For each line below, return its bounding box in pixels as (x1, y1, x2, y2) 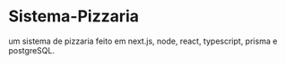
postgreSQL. (8, 45, 56, 55)
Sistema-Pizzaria (8, 6, 140, 27)
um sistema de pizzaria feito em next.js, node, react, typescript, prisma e (8, 36, 278, 46)
